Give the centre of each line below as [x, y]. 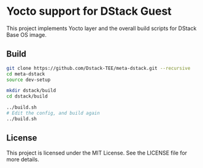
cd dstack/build [27, 96]
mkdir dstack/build [31, 91]
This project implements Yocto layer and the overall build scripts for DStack [101, 28]
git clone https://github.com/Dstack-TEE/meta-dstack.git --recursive [98, 68]
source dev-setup [29, 80]
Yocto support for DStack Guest [89, 11]
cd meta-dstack [26, 74]
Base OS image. [27, 34]
